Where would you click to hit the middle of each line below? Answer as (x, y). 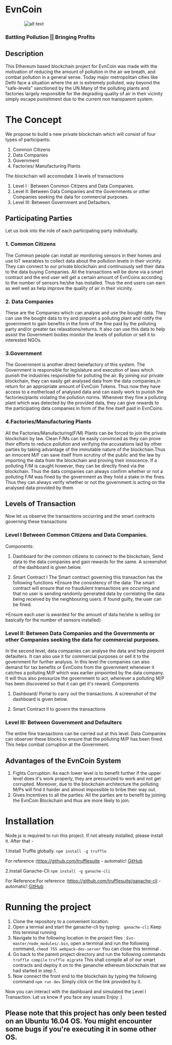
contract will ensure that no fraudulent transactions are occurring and (86, 588)
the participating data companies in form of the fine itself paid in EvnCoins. (84, 408)
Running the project (48, 907)
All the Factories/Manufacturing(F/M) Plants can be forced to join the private (86, 433)
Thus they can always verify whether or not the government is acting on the (85, 482)
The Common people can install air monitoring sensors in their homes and (83, 255)
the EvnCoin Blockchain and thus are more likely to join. (71, 800)
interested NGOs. (24, 340)
